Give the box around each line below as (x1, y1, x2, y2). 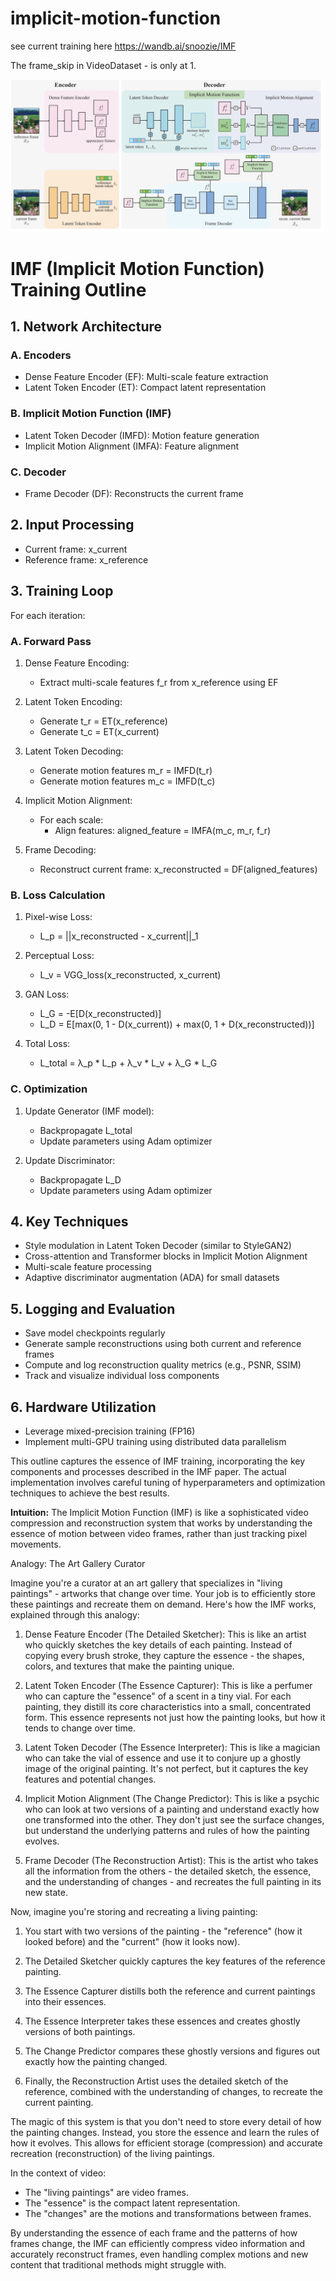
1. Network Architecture (10, 318, 163, 336)
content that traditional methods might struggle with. (10, 2258, 227, 2271)
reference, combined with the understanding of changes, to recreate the (24, 2085, 323, 2097)
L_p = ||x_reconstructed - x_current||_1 (39, 930, 199, 942)
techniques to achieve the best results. (10, 1487, 170, 1499)
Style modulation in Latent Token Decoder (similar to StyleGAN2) (24, 1240, 292, 1252)
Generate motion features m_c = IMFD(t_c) (39, 775, 216, 787)
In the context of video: (10, 2167, 107, 2179)
